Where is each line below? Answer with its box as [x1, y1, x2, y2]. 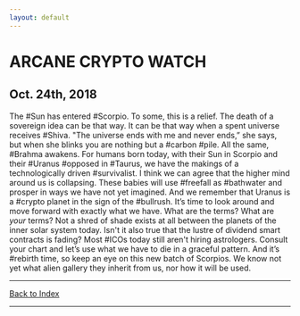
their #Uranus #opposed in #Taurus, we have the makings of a [9, 158, 239, 169]
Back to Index [9, 287, 60, 299]
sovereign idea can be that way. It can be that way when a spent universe [9, 120, 280, 130]
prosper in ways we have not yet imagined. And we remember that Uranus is [9, 187, 291, 197]
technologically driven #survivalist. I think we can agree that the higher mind [9, 167, 290, 179]
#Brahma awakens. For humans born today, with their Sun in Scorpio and [9, 148, 279, 159]
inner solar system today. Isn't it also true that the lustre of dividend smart [9, 224, 281, 235]
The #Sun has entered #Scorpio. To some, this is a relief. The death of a [9, 111, 274, 121]
